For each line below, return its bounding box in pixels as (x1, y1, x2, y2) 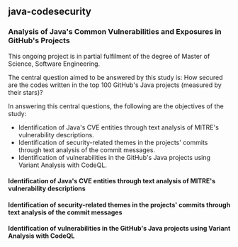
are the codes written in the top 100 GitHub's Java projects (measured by (8, 81, 222, 89)
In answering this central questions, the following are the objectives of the (8, 102, 224, 110)
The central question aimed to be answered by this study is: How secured (8, 73, 223, 81)
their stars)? (8, 88, 43, 96)
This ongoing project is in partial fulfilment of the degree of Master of (8, 52, 210, 60)
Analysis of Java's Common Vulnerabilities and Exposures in (8, 27, 222, 37)
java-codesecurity (8, 6, 91, 18)
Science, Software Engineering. (8, 59, 101, 68)
